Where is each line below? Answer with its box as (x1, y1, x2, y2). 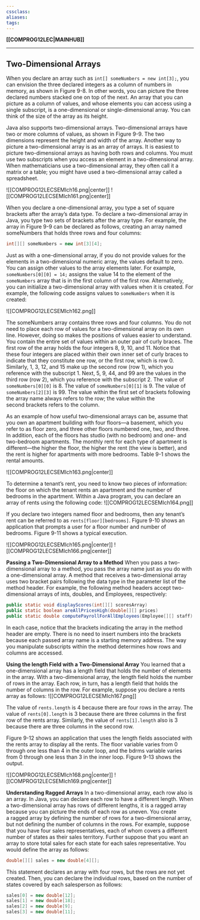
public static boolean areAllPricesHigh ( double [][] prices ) (6, 608, 159, 614)
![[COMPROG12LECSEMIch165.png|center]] (6, 541, 113, 548)
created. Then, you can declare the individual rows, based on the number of (6, 874, 193, 881)
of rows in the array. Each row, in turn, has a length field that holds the (6, 680, 179, 687)
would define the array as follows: (6, 846, 89, 853)
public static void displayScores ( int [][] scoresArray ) (6, 602, 148, 608)
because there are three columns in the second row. (6, 722, 134, 730)
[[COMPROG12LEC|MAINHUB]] (6, 36, 85, 43)
